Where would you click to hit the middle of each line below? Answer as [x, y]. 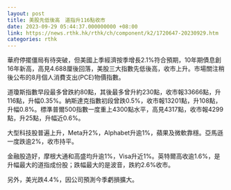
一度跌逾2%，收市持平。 [43, 141]
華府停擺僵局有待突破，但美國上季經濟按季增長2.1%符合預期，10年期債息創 [114, 60]
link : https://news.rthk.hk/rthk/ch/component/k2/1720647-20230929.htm [113, 33]
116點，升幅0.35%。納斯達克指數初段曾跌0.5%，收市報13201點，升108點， [114, 101]
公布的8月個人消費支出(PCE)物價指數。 [69, 78]
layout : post [26, 14]
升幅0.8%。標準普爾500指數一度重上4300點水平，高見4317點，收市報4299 [115, 110]
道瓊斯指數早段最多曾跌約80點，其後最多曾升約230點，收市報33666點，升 [114, 92]
